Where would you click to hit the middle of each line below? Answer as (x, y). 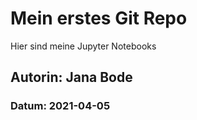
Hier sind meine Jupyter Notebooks (83, 46)
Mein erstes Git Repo (99, 18)
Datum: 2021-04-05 (60, 106)
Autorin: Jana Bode (71, 77)
